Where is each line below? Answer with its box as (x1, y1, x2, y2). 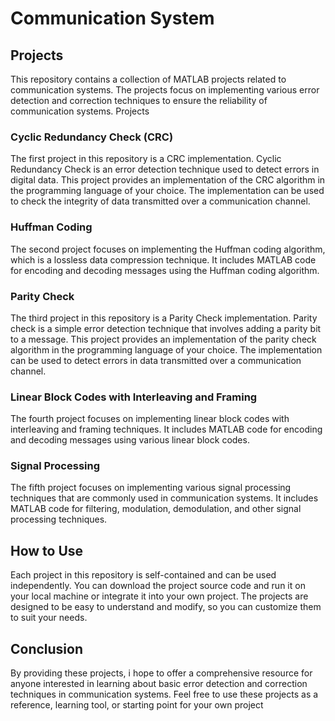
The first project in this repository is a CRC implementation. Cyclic (10, 153, 282, 165)
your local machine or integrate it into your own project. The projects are (10, 590, 309, 602)
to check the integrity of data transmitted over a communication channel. (10, 195, 311, 207)
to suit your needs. (10, 612, 88, 624)
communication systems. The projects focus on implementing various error (10, 84, 320, 96)
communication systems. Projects (10, 105, 150, 117)
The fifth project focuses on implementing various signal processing (10, 482, 292, 494)
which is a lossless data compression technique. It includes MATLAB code (10, 253, 317, 266)
